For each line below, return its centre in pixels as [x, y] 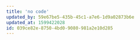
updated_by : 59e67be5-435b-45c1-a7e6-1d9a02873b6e [70, 17]
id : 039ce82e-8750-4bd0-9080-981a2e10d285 [60, 28]
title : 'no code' [28, 11]
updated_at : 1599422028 [36, 22]
